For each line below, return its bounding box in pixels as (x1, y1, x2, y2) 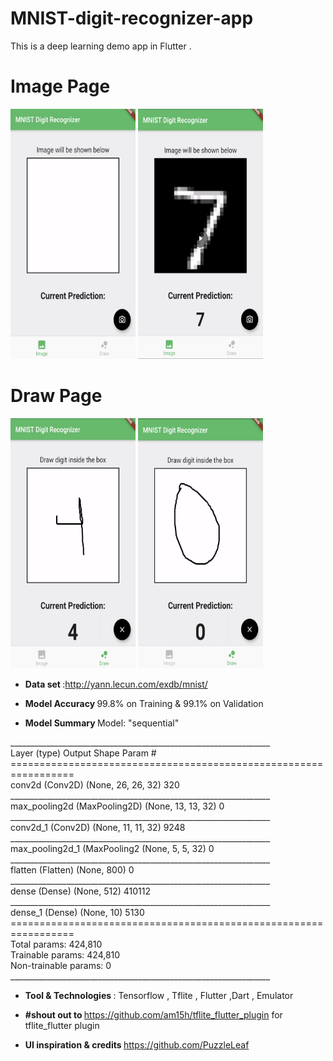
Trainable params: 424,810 (10, 948, 121, 961)
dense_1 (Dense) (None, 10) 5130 (10, 906, 145, 918)
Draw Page (10, 385, 103, 407)
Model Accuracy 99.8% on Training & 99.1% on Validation (24, 697, 264, 709)
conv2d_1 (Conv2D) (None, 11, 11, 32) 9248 (10, 821, 186, 833)
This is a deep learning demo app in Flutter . (10, 40, 192, 52)
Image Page (10, 75, 111, 98)
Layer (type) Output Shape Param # (10, 747, 157, 759)
